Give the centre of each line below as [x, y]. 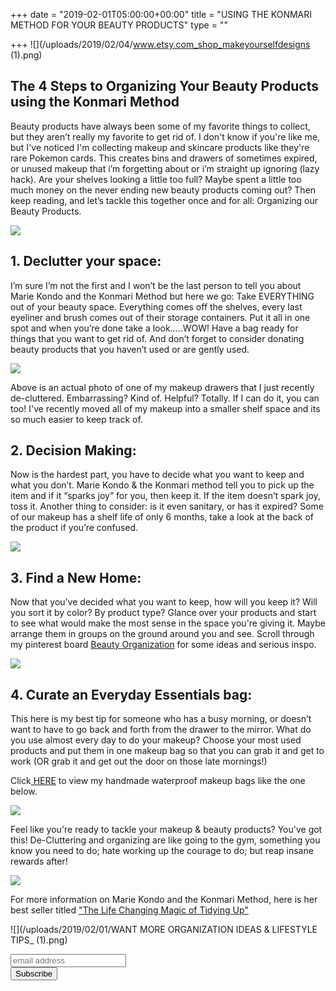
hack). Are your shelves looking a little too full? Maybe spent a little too [156, 179]
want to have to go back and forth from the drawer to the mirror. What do [161, 730]
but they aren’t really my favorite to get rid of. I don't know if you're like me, [165, 136]
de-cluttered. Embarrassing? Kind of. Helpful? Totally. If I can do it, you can [165, 398]
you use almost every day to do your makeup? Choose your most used [156, 740]
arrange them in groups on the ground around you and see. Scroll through [162, 634]
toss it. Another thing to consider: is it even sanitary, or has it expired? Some [167, 506]
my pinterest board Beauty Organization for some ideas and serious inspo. [163, 645]
